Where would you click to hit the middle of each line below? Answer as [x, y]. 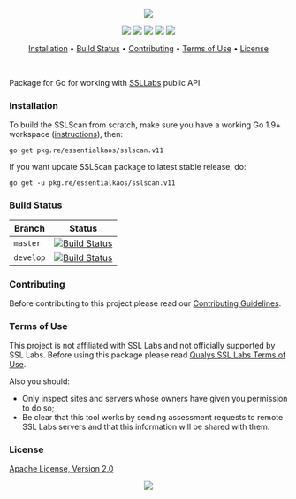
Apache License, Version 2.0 [61, 469]
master [27, 243]
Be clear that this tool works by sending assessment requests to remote [152, 418]
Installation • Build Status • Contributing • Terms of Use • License [148, 48]
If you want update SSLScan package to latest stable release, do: [128, 167]
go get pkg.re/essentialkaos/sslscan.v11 [87, 150]
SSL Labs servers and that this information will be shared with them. [146, 427]
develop [30, 257]
